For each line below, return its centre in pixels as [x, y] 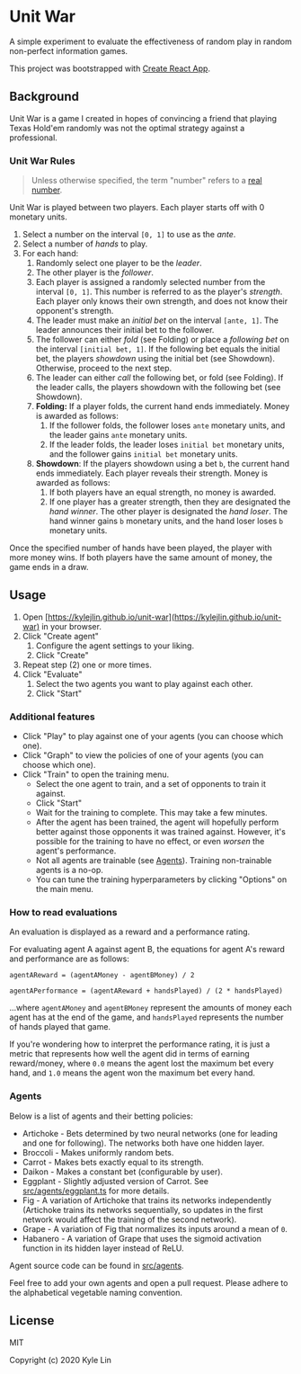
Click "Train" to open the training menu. [96, 774]
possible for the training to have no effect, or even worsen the [150, 842]
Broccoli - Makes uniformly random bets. [98, 1152]
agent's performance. [76, 851]
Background [44, 97]
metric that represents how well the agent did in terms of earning [129, 1054]
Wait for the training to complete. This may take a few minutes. [151, 813]
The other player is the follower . [95, 272]
